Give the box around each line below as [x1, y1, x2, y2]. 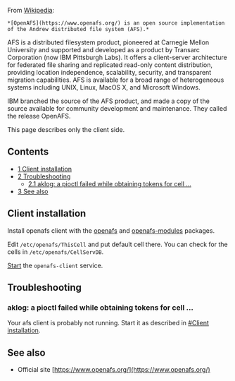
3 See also [17, 187, 49, 195]
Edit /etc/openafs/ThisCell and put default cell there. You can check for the [7, 240, 228, 248]
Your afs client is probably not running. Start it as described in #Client [7, 319, 209, 327]
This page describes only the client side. [7, 126, 125, 133]
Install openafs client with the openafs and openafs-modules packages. [7, 226, 215, 235]
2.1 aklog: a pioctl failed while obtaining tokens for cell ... [27, 179, 192, 188]
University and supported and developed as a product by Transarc [7, 46, 201, 54]
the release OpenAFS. [7, 112, 71, 120]
